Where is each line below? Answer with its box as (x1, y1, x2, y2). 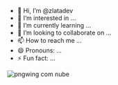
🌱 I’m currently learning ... (17, 21, 92, 29)
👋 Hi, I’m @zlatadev (17, 7, 74, 15)
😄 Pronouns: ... (17, 46, 62, 55)
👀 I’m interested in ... (17, 14, 76, 22)
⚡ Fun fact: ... (17, 54, 56, 62)
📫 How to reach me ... (17, 37, 82, 44)
